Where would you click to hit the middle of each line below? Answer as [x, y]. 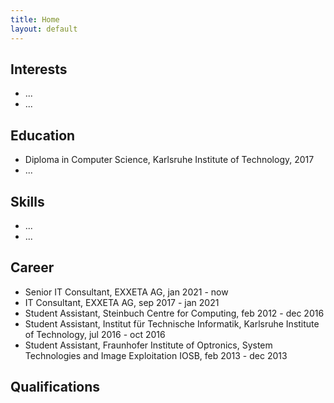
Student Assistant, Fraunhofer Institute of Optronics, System [148, 345]
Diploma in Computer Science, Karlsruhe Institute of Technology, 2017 [169, 160]
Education [43, 135]
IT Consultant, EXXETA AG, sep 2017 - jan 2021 [122, 302]
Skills [27, 201]
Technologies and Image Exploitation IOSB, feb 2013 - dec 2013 [156, 355]
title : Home [35, 19]
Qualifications [55, 387]
